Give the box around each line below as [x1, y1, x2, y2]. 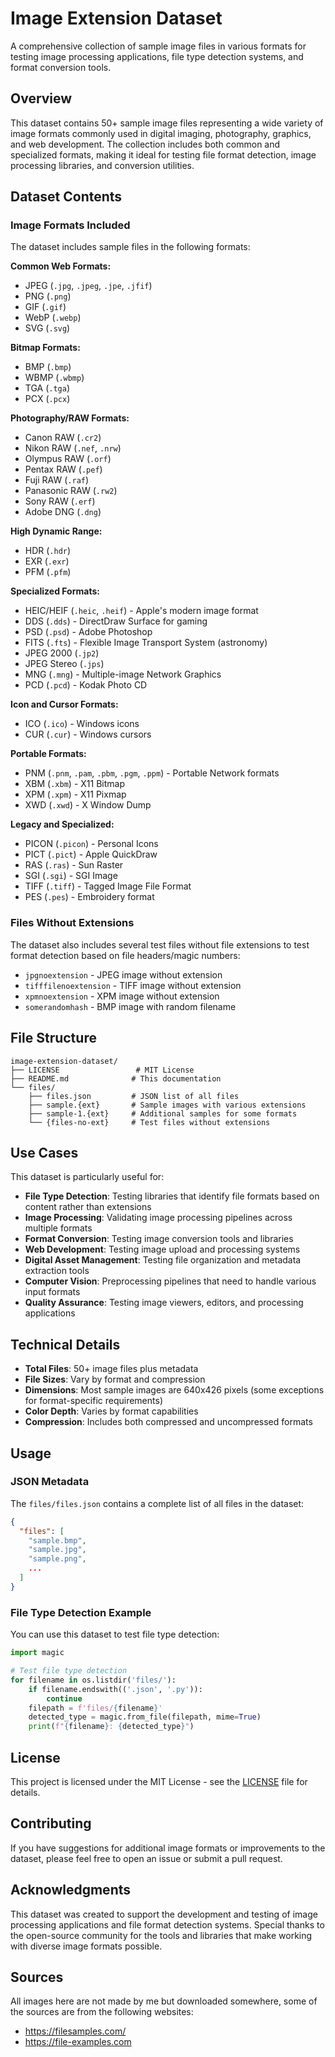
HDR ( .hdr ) [24, 545, 72, 557]
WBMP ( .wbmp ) [24, 372, 85, 384]
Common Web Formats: [10, 260, 112, 272]
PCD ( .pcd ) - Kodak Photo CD [24, 679, 148, 691]
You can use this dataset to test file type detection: [10, 1628, 220, 1641]
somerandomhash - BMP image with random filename [24, 1000, 237, 1012]
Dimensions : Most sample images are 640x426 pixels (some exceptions [24, 1384, 325, 1396]
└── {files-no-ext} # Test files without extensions [28, 1117, 271, 1127]
